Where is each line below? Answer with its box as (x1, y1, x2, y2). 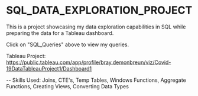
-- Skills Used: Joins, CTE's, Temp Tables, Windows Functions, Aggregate (6, 76, 186, 84)
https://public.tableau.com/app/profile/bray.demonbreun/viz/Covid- (6, 59, 171, 66)
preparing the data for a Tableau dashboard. (6, 29, 114, 36)
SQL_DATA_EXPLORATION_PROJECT (6, 4, 193, 17)
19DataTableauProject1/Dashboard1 (6, 65, 92, 72)
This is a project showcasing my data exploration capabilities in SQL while (6, 23, 186, 30)
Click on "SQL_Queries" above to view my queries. (6, 41, 129, 48)
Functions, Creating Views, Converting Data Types (6, 82, 129, 89)
